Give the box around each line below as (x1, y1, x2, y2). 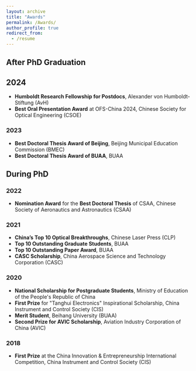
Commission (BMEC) (14, 146, 65, 153)
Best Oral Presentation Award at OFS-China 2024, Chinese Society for (14, 105, 187, 113)
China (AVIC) (14, 324, 46, 331)
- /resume (11, 36, 35, 42)
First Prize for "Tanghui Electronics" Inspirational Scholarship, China (14, 299, 180, 307)
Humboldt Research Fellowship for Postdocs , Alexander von (14, 93, 163, 100)
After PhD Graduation (6, 57, 86, 67)
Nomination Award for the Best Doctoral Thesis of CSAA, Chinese (14, 200, 177, 207)
